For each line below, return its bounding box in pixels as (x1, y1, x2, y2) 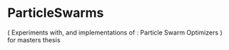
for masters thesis (7, 35, 61, 44)
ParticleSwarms (7, 5, 104, 21)
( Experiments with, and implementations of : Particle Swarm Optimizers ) (7, 28, 223, 37)
